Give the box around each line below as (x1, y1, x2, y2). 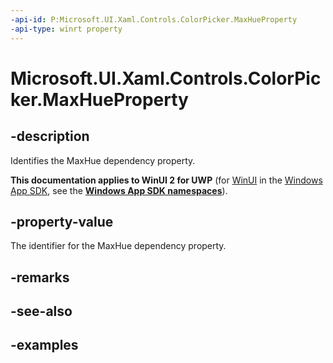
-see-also (10, 303, 73, 320)
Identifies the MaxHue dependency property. (10, 154, 196, 166)
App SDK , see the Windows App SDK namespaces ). (10, 184, 228, 196)
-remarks (10, 269, 70, 286)
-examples (10, 337, 79, 354)
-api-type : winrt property (10, 24, 123, 34)
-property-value (10, 213, 114, 230)
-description (10, 128, 90, 145)
